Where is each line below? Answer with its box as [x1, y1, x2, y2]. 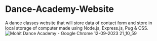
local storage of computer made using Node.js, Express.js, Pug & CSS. [5, 25, 149, 31]
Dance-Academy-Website [5, 3, 114, 15]
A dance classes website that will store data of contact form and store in [5, 20, 152, 26]
